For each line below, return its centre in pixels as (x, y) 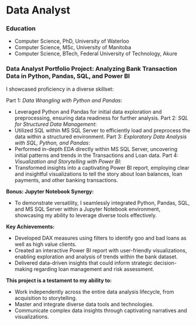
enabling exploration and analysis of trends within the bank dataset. (96, 256)
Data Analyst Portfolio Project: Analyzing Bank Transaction (92, 69)
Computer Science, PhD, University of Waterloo (72, 41)
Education (21, 29)
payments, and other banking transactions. (66, 180)
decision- (166, 263)
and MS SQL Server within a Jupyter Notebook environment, (87, 209)
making (23, 269)
